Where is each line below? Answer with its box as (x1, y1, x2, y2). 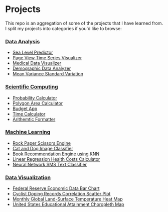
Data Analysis (5, 38, 40, 45)
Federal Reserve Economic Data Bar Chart (12, 185, 100, 191)
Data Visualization (5, 174, 51, 181)
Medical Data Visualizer (12, 60, 62, 66)
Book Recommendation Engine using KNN (12, 151, 100, 157)
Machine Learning (5, 129, 51, 136)
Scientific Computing (5, 83, 59, 90)
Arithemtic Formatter (12, 116, 56, 122)
